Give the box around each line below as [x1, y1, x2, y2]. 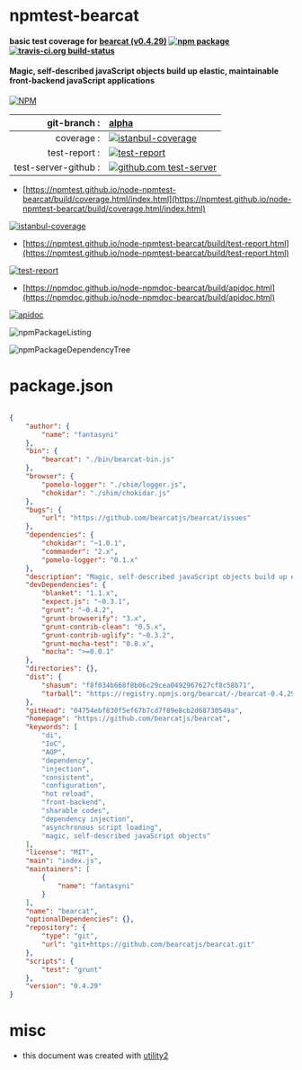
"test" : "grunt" [41, 965, 102, 974]
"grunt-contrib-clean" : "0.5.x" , [41, 622, 167, 631]
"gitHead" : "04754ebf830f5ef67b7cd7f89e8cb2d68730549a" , [25, 706, 244, 715]
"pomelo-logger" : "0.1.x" [41, 555, 139, 565]
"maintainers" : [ [25, 865, 91, 874]
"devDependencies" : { [25, 581, 106, 590]
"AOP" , [41, 747, 67, 756]
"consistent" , [41, 772, 94, 782]
